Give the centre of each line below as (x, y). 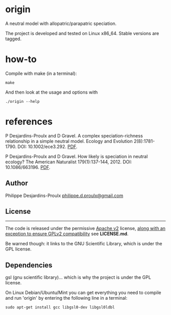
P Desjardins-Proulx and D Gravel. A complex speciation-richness (74, 135)
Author (17, 183)
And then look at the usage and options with (52, 92)
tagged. (13, 39)
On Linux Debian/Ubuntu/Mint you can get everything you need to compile (83, 293)
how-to (21, 59)
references (29, 122)
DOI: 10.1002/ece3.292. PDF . (48, 147)
